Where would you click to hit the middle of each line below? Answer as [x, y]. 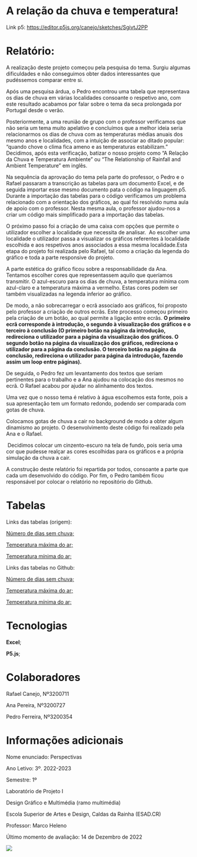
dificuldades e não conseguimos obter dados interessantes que [83, 73]
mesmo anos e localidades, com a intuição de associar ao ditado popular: [95, 140]
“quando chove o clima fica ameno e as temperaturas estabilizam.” [87, 146]
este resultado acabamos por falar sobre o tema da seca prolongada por [94, 104]
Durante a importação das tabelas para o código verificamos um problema [96, 195]
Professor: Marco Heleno [36, 825]
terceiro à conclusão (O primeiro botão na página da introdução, [86, 330]
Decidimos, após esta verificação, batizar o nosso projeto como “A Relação [97, 153]
